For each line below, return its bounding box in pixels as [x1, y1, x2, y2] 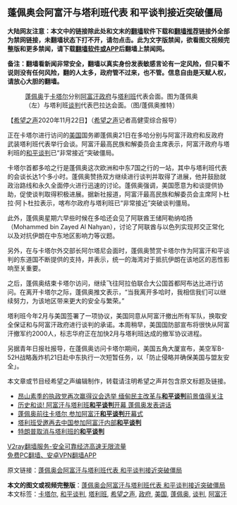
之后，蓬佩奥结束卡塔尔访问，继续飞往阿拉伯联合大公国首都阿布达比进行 [7, 279, 217, 287]
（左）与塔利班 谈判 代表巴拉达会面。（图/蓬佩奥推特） [25, 101, 179, 109]
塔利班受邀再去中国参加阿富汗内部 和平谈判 [17, 418, 142, 427]
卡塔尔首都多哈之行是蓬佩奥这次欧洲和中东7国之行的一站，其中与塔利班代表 [7, 163, 227, 171]
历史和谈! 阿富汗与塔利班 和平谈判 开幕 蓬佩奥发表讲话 [17, 401, 171, 409]
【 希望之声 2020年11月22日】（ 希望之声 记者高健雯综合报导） [7, 116, 181, 124]
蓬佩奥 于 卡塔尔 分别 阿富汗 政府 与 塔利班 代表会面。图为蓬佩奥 [25, 92, 198, 100]
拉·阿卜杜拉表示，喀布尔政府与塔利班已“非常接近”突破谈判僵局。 [7, 198, 194, 207]
